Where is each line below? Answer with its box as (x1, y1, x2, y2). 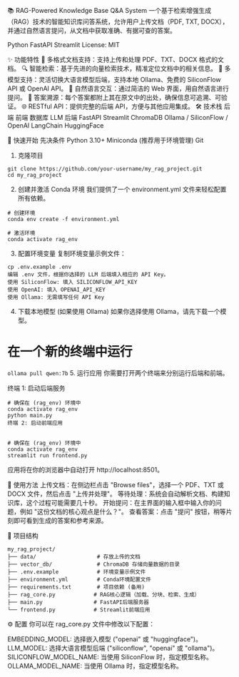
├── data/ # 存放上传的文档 (7, 553, 141, 560)
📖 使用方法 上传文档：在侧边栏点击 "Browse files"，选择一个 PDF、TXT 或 (7, 480, 225, 489)
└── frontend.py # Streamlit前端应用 (7, 606, 151, 614)
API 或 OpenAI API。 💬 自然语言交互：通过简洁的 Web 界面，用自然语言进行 (7, 84, 230, 93)
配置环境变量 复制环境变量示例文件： (17, 249, 126, 258)
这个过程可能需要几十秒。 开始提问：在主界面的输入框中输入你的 (26, 498, 215, 507)
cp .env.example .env (7, 263, 72, 270)
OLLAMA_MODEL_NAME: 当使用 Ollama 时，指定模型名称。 (7, 661, 183, 670)
